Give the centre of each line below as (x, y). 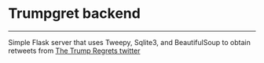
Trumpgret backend (75, 14)
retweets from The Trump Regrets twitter (74, 51)
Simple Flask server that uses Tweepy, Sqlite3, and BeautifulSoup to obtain (130, 42)
